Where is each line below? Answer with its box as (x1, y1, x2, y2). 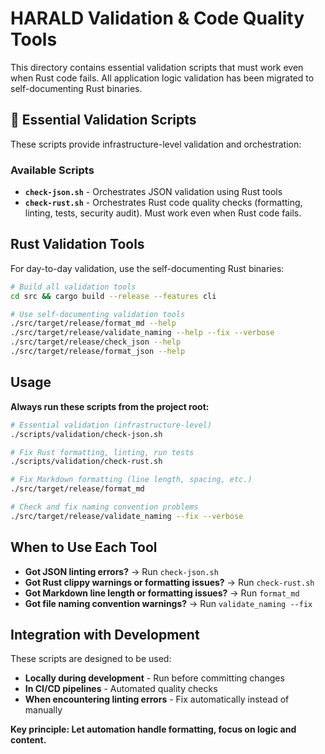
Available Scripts (10, 163, 95, 177)
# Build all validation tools (10, 282, 137, 292)
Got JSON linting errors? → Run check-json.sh (24, 565, 219, 577)
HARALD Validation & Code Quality (10, 7, 305, 30)
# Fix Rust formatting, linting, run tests (10, 447, 195, 457)
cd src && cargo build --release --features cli (10, 291, 217, 301)
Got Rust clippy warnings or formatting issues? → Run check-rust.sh (24, 576, 315, 588)
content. (10, 734, 47, 746)
